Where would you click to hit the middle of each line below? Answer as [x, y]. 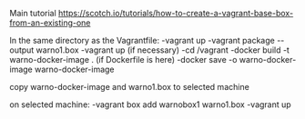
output [22, 50]
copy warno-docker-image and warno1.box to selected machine [130, 87]
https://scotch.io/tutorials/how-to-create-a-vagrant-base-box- [176, 13]
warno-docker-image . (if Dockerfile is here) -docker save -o [123, 59]
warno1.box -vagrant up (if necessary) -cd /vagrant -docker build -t [163, 50]
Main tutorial [33, 13]
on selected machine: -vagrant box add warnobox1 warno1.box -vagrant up [150, 104]
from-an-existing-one [50, 23]
